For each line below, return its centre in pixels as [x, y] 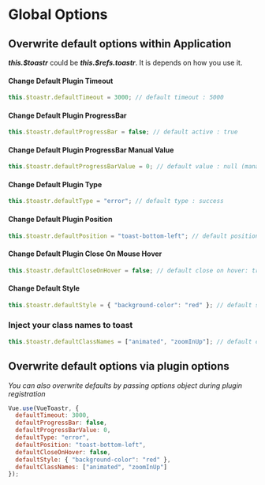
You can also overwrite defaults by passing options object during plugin [125, 385]
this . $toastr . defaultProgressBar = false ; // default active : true [123, 132]
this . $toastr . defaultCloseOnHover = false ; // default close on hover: [128, 270]
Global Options [58, 15]
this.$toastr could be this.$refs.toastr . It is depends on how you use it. [125, 62]
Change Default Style [44, 288]
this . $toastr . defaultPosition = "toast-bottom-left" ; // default [118, 236]
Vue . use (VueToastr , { [44, 408]
